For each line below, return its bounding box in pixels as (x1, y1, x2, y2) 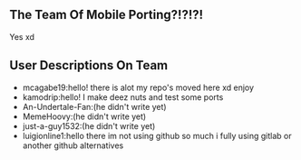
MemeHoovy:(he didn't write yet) (22, 111, 147, 122)
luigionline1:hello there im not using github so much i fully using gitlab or (22, 130, 292, 141)
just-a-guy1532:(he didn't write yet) (22, 120, 156, 131)
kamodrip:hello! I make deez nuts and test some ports (22, 91, 224, 103)
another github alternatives (22, 140, 124, 151)
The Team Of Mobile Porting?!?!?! (9, 7, 204, 23)
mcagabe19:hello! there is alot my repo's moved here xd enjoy (22, 82, 255, 93)
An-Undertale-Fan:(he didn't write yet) (22, 101, 167, 112)
